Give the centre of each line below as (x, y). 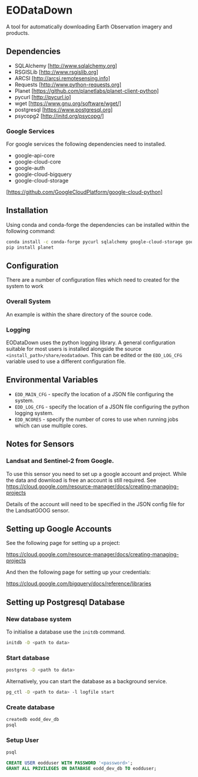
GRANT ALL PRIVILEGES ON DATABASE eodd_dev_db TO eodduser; (82, 769)
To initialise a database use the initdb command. (66, 632)
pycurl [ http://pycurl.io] (43, 97)
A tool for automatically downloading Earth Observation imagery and (89, 27)
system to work (25, 286)
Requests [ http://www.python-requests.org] (68, 84)
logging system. (34, 413)
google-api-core (34, 156)
